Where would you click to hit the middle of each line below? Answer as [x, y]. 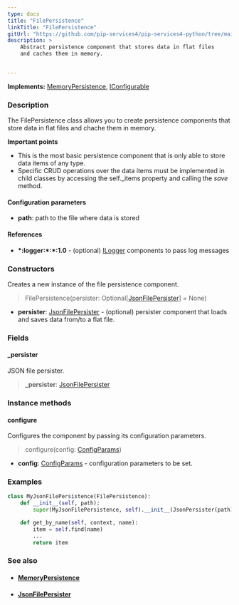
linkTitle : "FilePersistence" [52, 27]
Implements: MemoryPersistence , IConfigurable [78, 86]
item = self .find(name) [68, 529]
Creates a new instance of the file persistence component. [93, 284]
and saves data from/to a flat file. [66, 319]
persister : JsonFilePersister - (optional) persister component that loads [122, 311]
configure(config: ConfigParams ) [73, 450]
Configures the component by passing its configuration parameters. [107, 436]
